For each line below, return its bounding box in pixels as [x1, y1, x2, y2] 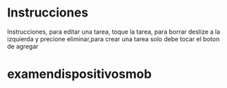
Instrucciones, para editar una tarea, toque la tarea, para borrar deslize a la [7, 27, 221, 36]
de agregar [7, 42, 39, 50]
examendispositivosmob [7, 67, 152, 82]
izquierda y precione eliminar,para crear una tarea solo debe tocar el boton [7, 34, 220, 43]
